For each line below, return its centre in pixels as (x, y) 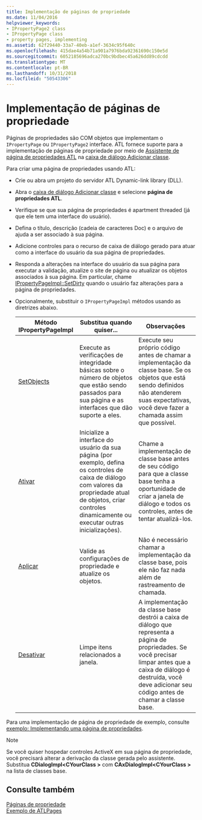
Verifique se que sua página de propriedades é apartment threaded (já (103, 210)
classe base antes (164, 459)
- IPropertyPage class (35, 34)
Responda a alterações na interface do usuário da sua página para (97, 264)
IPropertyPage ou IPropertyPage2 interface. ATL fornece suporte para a (95, 144)
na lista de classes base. (37, 771)
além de (149, 577)
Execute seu (155, 340)
